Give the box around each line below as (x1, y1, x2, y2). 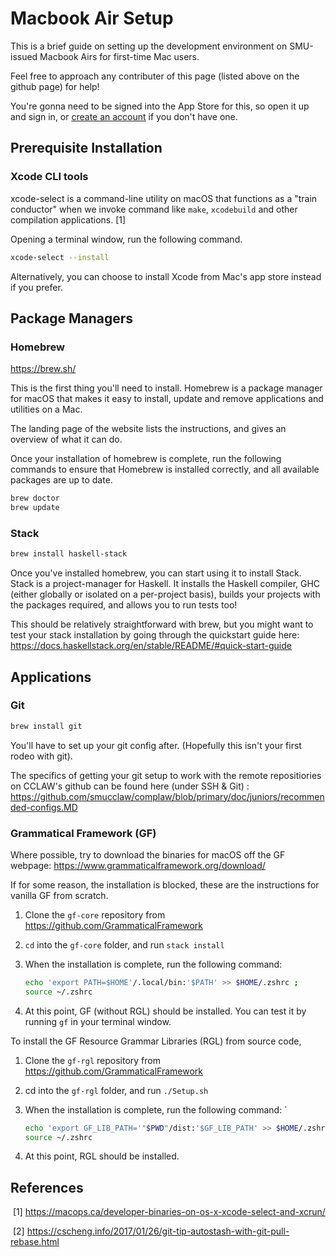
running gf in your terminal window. (24, 1015, 172, 1027)
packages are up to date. (10, 474, 113, 486)
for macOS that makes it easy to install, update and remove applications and (10, 393, 324, 405)
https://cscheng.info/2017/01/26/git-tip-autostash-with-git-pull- (26, 1225, 290, 1237)
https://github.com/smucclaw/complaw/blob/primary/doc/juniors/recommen (10, 790, 325, 802)
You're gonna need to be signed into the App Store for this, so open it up (10, 100, 310, 112)
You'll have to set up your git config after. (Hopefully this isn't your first (10, 739, 302, 751)
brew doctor (10, 493, 60, 504)
